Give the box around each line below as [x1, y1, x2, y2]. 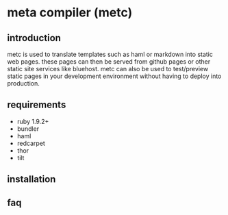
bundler [16, 125, 40, 133]
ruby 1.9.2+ [16, 117, 49, 125]
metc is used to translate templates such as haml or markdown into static [7, 50, 214, 58]
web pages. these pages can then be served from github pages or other [7, 58, 211, 66]
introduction [7, 32, 62, 44]
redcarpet [16, 139, 46, 147]
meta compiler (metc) [7, 5, 133, 21]
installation [7, 173, 56, 186]
